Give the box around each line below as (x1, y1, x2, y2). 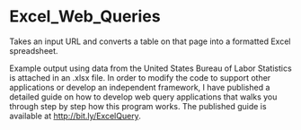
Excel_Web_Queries (9, 6, 161, 27)
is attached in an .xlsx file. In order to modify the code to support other (9, 72, 271, 82)
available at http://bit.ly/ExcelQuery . (9, 110, 141, 121)
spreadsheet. (9, 45, 58, 56)
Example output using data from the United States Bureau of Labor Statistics (9, 63, 292, 74)
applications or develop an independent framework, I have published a (9, 82, 270, 92)
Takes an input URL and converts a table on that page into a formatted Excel (9, 36, 291, 47)
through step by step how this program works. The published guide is (9, 100, 267, 111)
